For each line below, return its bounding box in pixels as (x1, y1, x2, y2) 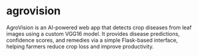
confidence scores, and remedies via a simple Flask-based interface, (6, 36, 178, 43)
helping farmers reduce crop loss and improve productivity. (6, 43, 154, 50)
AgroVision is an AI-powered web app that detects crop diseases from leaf (6, 24, 192, 31)
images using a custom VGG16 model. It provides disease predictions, (6, 30, 180, 37)
